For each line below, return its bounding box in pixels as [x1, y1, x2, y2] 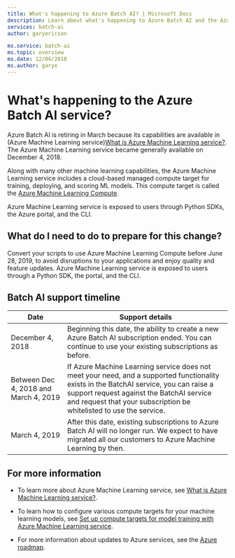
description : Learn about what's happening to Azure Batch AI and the [7, 17, 218, 24]
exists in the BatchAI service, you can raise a [66, 380, 214, 390]
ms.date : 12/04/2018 [7, 55, 68, 63]
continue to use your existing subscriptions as [66, 342, 218, 352]
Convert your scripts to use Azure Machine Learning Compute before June [7, 248, 223, 257]
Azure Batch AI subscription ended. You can [66, 333, 212, 343]
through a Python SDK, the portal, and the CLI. [7, 271, 141, 279]
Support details [119, 312, 173, 322]
